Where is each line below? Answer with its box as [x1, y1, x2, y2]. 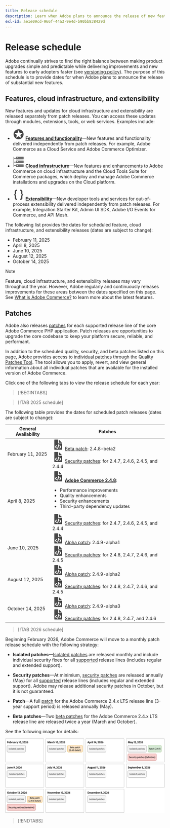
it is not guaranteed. [12, 688, 55, 694]
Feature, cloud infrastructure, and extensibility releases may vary [5, 278, 141, 284]
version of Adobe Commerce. [5, 370, 67, 376]
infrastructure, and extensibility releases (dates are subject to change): [5, 227, 153, 233]
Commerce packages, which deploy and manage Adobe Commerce [12, 174, 154, 180]
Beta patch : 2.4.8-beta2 [65, 445, 116, 451]
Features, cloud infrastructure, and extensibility [5, 94, 159, 103]
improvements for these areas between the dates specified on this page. [5, 289, 157, 295]
